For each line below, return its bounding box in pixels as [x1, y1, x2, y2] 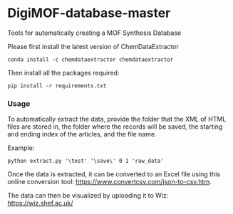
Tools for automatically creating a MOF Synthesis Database [7, 28, 182, 37]
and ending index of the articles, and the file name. [7, 130, 157, 139]
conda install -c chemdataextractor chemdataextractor [7, 55, 174, 63]
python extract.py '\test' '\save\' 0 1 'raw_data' [7, 158, 164, 165]
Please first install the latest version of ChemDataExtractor [7, 42, 180, 50]
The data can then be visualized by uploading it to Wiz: [7, 191, 169, 200]
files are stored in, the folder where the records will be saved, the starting [7, 122, 223, 131]
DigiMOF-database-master [7, 5, 171, 21]
